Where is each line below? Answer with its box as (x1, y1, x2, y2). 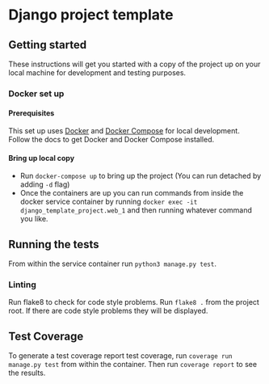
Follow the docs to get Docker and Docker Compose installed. (8, 135, 215, 145)
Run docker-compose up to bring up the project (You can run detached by (19, 171, 262, 181)
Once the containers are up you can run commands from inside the (19, 188, 244, 198)
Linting (8, 279, 36, 290)
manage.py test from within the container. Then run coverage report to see (8, 360, 257, 369)
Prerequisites (8, 108, 55, 118)
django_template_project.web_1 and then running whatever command (19, 205, 253, 215)
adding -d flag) (19, 179, 70, 189)
